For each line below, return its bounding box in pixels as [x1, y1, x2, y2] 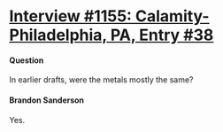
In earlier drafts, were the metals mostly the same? [9, 74, 194, 85]
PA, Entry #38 [110, 25, 214, 45]
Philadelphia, [9, 25, 108, 45]
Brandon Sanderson [9, 95, 85, 105]
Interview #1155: [9, 6, 133, 27]
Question [9, 55, 44, 66]
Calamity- [135, 6, 210, 27]
